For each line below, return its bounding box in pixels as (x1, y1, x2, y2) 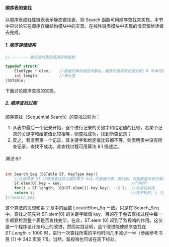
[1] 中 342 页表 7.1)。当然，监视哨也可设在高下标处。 (11, 236, 119, 242)
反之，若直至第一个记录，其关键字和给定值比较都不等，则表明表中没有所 (12, 137, 162, 143)
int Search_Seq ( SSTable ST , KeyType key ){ (5, 172, 98, 177)
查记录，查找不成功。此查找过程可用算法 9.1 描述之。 (12, 143, 122, 149)
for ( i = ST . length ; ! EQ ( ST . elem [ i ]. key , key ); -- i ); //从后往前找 (14, 186, 155, 191)
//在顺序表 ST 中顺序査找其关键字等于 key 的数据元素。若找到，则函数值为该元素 (14, 176, 162, 181)
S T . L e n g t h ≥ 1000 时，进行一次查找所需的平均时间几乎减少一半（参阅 (5, 229, 150, 236)
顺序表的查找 (5, 5, 32, 11)
